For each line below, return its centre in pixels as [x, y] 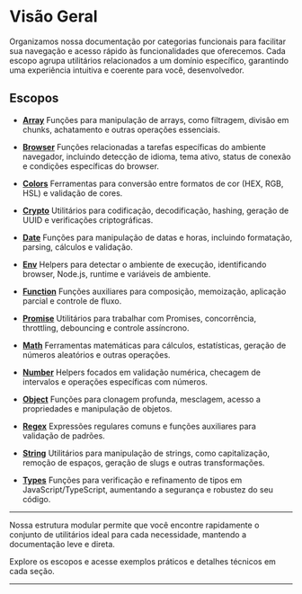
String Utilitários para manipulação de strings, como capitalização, [146, 453]
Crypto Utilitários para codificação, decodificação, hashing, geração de [155, 210]
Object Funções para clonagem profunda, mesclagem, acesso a [141, 399]
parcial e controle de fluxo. [72, 301]
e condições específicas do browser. [91, 166]
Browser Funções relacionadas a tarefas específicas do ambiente [144, 146]
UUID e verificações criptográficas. [88, 220]
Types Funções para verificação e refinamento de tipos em [132, 480]
